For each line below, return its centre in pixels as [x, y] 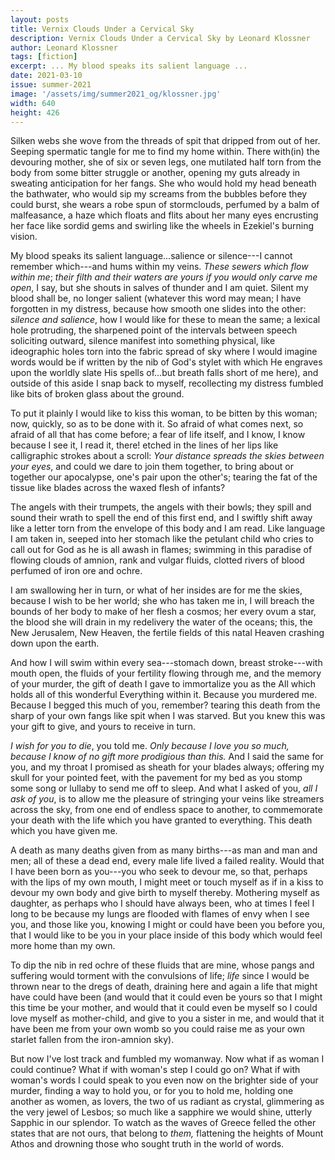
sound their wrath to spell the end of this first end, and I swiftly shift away [161, 518]
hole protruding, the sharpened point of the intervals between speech [154, 330]
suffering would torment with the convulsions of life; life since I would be [160, 976]
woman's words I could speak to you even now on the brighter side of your [164, 1080]
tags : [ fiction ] [44, 57]
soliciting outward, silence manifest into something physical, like [143, 341]
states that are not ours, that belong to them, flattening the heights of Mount [167, 1133]
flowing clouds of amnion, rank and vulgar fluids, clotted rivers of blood [157, 560]
